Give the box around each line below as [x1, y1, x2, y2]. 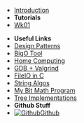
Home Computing [13, 57, 65, 65]
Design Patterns [13, 42, 61, 50]
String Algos [13, 79, 50, 87]
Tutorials [13, 13, 41, 22]
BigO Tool [13, 49, 43, 57]
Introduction [13, 6, 50, 14]
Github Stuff [13, 101, 51, 109]
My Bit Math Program [13, 87, 76, 94]
